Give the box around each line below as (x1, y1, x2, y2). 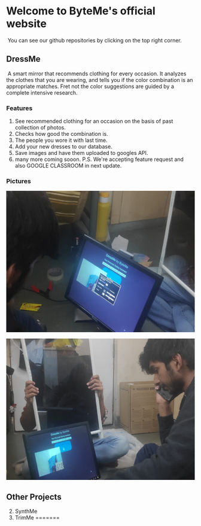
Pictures (6, 177, 32, 185)
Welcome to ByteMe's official (6, 4, 156, 18)
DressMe (6, 54, 41, 64)
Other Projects (6, 492, 62, 502)
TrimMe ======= (14, 514, 60, 521)
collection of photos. (14, 124, 66, 131)
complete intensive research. (6, 89, 78, 96)
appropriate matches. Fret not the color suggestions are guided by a (6, 83, 175, 90)
